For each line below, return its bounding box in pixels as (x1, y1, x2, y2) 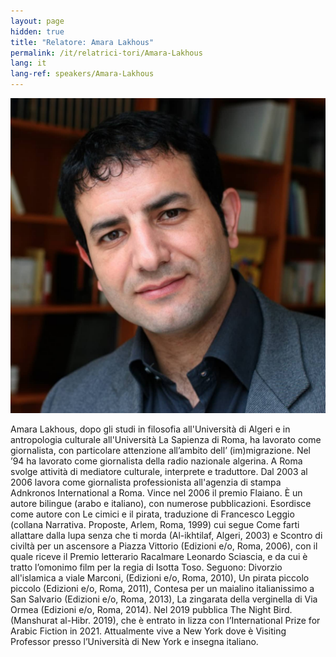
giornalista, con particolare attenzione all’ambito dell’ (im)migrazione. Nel (10, 445, 311, 456)
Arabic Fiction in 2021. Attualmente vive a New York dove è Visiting (10, 625, 287, 637)
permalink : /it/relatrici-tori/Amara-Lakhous (10, 48, 203, 58)
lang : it (10, 58, 47, 69)
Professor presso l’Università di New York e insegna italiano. (10, 636, 259, 647)
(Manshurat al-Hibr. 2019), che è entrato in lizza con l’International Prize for (10, 615, 321, 626)
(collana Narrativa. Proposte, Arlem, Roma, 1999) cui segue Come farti (10, 519, 300, 530)
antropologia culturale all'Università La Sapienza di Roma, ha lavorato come (10, 434, 322, 445)
